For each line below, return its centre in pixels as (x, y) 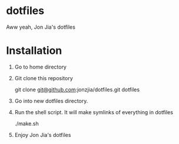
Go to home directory (40, 67)
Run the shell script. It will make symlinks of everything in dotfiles (94, 112)
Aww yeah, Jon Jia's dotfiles (41, 27)
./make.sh (27, 124)
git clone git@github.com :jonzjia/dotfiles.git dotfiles (77, 90)
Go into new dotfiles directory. (51, 101)
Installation (34, 51)
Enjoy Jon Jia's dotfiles (43, 135)
